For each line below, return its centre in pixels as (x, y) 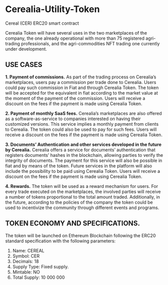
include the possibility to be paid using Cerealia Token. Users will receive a (82, 171)
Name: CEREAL (28, 250)
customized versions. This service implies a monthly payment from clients (82, 124)
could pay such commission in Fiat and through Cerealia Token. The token (82, 87)
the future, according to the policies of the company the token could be (79, 202)
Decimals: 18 (26, 261)
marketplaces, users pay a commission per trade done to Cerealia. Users (81, 82)
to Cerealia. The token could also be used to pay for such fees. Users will (81, 129)
